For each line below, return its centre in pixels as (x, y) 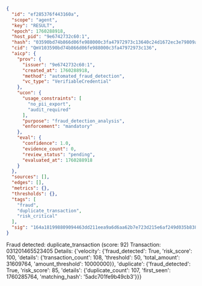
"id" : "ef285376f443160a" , (45, 14)
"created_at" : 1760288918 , (56, 70)
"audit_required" (49, 110)
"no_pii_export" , (49, 104)
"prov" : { (29, 59)
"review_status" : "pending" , (59, 154)
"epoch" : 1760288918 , (39, 31)
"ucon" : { (29, 93)
